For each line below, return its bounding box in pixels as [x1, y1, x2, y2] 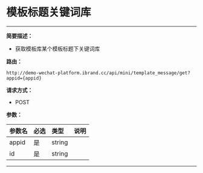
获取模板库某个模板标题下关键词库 [14, 45, 100, 52]
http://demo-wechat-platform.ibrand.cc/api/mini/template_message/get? [6, 70, 190, 76]
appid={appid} [6, 75, 42, 81]
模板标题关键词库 [6, 5, 92, 19]
